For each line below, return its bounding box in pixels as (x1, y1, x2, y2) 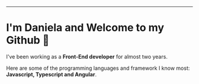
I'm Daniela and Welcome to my (6, 21, 165, 34)
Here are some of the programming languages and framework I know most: (6, 64, 190, 72)
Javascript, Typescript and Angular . (6, 70, 97, 77)
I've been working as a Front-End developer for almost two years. (6, 53, 168, 60)
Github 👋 (6, 34, 50, 47)
